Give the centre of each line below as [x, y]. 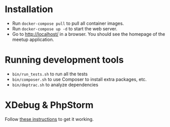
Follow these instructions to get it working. [49, 119]
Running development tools [64, 60]
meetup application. [33, 39]
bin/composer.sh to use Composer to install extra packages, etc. [79, 79]
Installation [29, 9]
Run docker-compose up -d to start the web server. [65, 28]
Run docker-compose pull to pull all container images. [68, 23]
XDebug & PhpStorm [49, 105]
